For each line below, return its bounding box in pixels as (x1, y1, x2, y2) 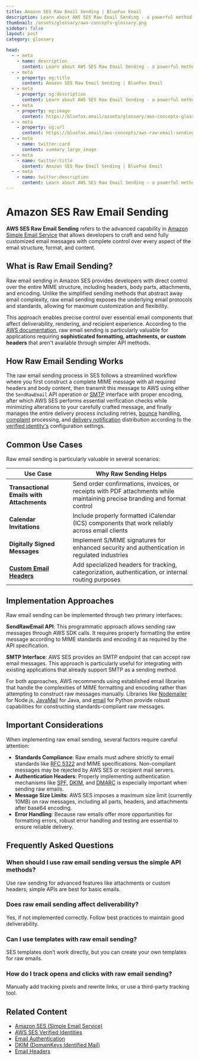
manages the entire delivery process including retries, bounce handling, (6, 410, 182, 417)
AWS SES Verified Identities (14, 1029, 83, 1036)
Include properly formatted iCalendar (72, 512, 176, 520)
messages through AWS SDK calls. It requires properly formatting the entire (6, 630, 191, 637)
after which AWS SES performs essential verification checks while (6, 397, 168, 404)
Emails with (9, 491, 43, 499)
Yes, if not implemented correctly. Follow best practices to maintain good (6, 914, 185, 921)
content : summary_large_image (21, 146, 97, 152)
